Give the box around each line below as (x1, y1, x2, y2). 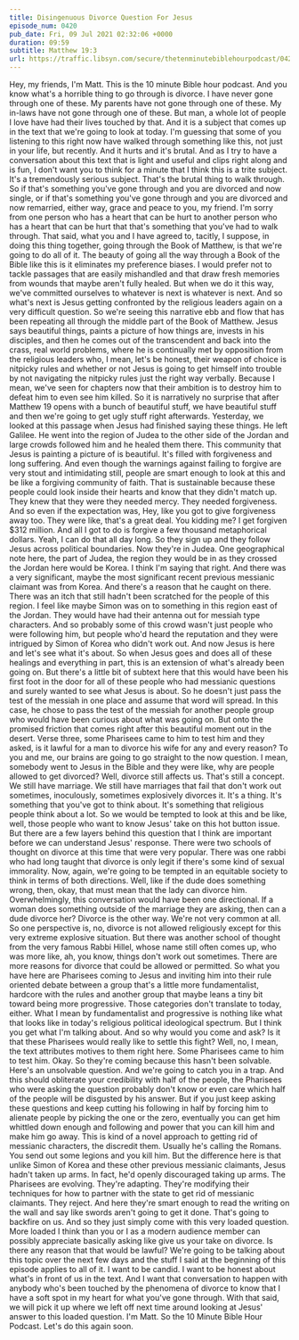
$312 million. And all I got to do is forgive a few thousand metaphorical (9, 525, 267, 535)
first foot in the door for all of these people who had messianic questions (9, 676, 276, 687)
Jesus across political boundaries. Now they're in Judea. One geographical (9, 543, 285, 554)
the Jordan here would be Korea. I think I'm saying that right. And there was (9, 563, 287, 573)
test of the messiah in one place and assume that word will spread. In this (9, 695, 279, 706)
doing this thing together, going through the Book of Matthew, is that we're (9, 240, 283, 251)
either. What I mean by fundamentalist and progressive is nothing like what (9, 1008, 283, 1018)
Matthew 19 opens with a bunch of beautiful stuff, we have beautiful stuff (9, 401, 278, 411)
